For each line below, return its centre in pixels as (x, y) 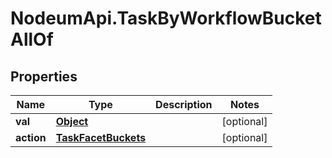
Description (184, 104)
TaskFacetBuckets (101, 137)
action (31, 137)
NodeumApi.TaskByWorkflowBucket (166, 18)
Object (72, 121)
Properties (44, 76)
